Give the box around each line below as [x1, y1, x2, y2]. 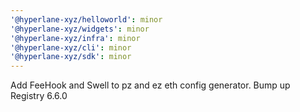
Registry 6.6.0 [10, 90, 68, 102]
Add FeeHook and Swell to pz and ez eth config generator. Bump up [10, 79, 291, 91]
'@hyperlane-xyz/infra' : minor [10, 33, 141, 43]
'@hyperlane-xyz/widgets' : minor [10, 24, 150, 34]
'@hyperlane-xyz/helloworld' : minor [10, 14, 163, 25]
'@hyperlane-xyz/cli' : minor [10, 42, 132, 53]
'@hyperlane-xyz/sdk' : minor [10, 52, 132, 62]
